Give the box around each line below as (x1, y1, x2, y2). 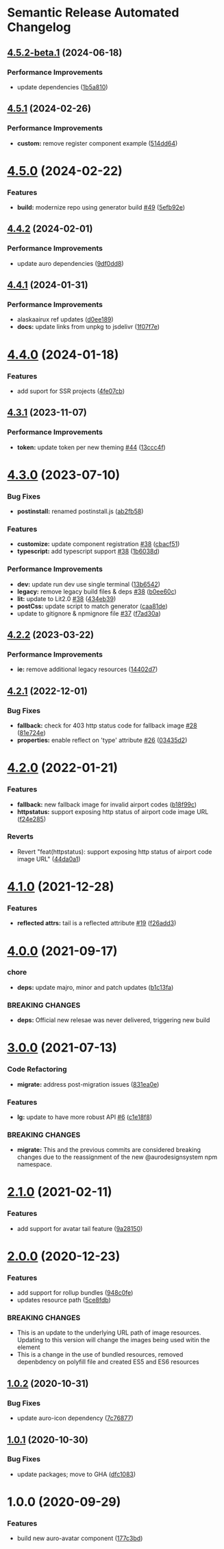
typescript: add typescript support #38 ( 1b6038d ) (16, 547, 160, 556)
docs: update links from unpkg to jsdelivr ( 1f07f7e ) (16, 323, 160, 331)
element (16, 1343, 40, 1351)
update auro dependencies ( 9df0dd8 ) (16, 259, 125, 267)
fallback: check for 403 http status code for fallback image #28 (16, 721, 197, 730)
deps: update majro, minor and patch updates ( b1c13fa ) (16, 983, 174, 991)
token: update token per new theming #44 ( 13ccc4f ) (16, 443, 166, 451)
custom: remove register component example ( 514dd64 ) (16, 139, 178, 147)
